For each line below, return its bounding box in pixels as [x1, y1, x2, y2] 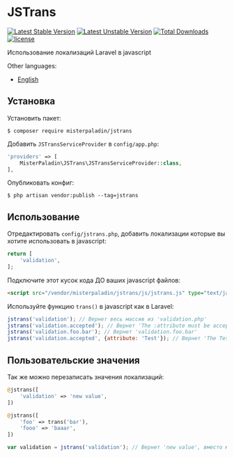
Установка [7, 96, 56, 107]
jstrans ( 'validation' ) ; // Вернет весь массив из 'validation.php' [7, 315, 208, 323]
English [17, 75, 39, 84]
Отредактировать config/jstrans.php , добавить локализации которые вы [7, 229, 226, 238]
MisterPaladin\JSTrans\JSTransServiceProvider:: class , [19, 160, 182, 167]
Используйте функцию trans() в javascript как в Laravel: [7, 302, 174, 310]
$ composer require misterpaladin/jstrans [7, 127, 132, 135]
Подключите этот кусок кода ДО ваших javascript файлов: [7, 276, 181, 284]
